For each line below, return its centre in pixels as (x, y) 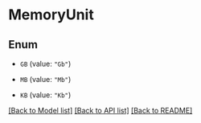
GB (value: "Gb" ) (45, 64)
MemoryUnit (51, 15)
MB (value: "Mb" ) (45, 79)
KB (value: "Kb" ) (45, 95)
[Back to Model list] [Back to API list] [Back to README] (100, 111)
